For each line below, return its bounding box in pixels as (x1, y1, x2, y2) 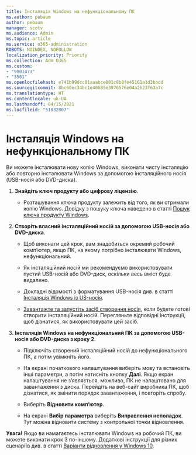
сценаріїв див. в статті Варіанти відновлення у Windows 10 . (6, 442, 154, 449)
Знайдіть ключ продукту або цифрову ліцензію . (14, 188, 139, 195)
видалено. (23, 277, 50, 284)
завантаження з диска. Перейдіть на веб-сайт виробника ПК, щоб (23, 383, 190, 391)
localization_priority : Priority (6, 52, 88, 58)
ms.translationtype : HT (6, 90, 64, 96)
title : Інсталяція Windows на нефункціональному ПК (6, 8, 135, 15)
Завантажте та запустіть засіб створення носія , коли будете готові (23, 305, 190, 313)
